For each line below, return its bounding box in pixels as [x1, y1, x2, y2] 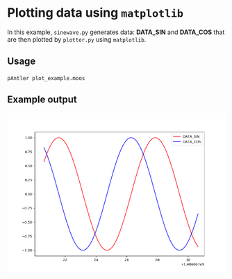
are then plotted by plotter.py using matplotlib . [7, 35, 147, 43]
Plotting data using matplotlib [7, 5, 184, 21]
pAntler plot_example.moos [7, 74, 85, 81]
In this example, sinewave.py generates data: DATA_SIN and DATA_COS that [7, 28, 225, 36]
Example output [7, 94, 78, 106]
